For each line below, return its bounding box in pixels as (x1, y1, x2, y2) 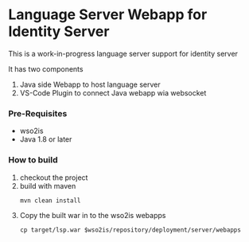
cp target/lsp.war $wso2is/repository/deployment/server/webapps (19, 225, 241, 234)
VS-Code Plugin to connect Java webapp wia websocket (19, 88, 207, 97)
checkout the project (19, 173, 88, 182)
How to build (8, 154, 58, 166)
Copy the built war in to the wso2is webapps (19, 210, 166, 220)
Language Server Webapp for (8, 6, 208, 24)
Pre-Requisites (8, 107, 68, 119)
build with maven (19, 181, 76, 190)
